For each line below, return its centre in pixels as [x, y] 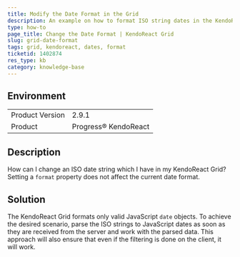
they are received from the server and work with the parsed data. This [111, 232]
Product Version [38, 115]
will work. [21, 247]
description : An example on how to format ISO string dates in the [110, 21]
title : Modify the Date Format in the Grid [73, 14]
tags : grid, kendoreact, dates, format [67, 47]
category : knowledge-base [46, 67]
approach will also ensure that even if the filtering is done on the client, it [114, 239]
